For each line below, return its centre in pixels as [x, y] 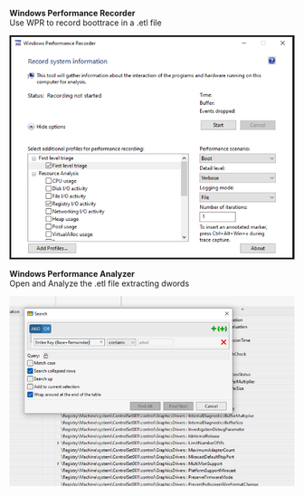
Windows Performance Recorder [72, 13]
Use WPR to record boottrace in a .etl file [85, 23]
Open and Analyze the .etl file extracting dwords [100, 283]
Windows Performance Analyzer [72, 274]
